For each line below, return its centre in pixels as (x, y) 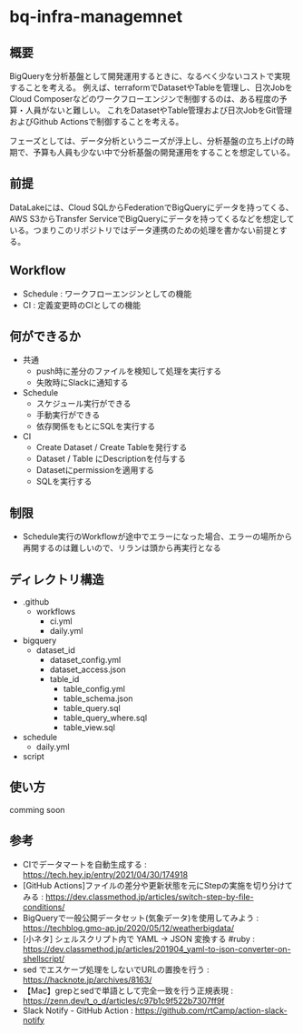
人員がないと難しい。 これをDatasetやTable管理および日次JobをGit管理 (158, 110)
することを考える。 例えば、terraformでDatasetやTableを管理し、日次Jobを (151, 87)
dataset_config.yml (85, 660)
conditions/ (44, 907)
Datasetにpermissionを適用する (95, 470)
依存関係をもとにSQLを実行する (96, 427)
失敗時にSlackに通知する (82, 383)
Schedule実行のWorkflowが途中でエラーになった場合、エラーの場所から (157, 537)
